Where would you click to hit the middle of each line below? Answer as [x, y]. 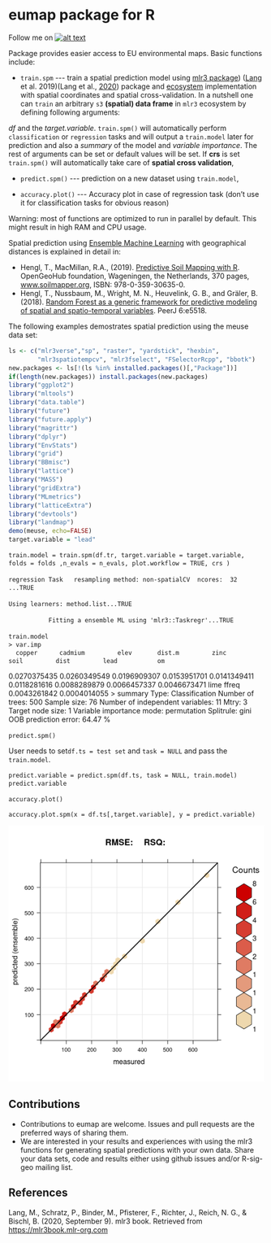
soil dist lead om [86, 661]
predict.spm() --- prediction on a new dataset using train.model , [129, 178]
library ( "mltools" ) [41, 394]
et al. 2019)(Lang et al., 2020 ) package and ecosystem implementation [138, 86]
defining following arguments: [70, 112]
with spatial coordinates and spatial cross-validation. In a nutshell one [137, 94]
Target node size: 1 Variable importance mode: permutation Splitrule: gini [130, 711]
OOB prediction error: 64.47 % [60, 720]
